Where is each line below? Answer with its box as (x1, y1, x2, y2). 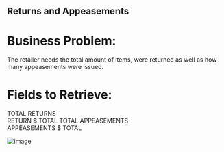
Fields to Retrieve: (7, 87, 112, 102)
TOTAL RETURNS (7, 110, 56, 118)
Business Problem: (7, 33, 116, 49)
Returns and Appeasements (7, 5, 129, 17)
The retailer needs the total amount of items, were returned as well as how (7, 55, 217, 64)
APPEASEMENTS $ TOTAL (7, 124, 82, 132)
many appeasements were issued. (7, 63, 104, 71)
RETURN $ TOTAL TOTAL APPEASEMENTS (7, 116, 129, 125)
